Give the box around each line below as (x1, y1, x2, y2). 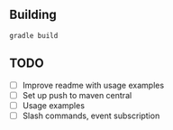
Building (9, 7, 57, 23)
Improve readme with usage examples (22, 79, 165, 90)
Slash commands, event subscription (22, 110, 160, 121)
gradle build (9, 31, 59, 40)
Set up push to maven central (22, 89, 132, 100)
